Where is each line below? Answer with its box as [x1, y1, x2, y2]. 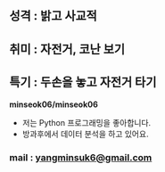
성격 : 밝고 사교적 [9, 8, 98, 24]
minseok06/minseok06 [9, 99, 98, 110]
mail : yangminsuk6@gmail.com [9, 151, 153, 163]
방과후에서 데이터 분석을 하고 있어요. [21, 128, 149, 139]
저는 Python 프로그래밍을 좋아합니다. [21, 117, 152, 127]
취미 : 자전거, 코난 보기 [9, 41, 126, 56]
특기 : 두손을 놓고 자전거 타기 [9, 75, 157, 90]
